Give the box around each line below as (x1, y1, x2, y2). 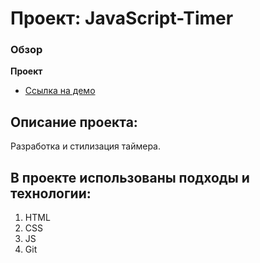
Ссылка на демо (24, 85, 96, 97)
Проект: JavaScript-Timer (10, 7, 234, 30)
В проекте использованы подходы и (10, 169, 250, 186)
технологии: (10, 185, 92, 202)
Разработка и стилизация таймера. (10, 140, 162, 152)
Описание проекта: (10, 113, 138, 131)
